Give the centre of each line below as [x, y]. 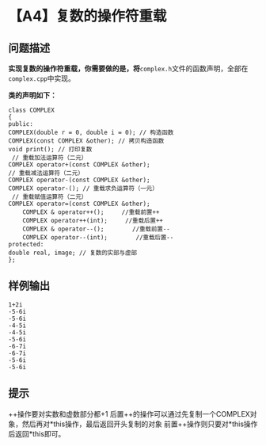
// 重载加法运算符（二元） [49, 158]
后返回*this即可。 [37, 433]
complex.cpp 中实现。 [42, 78]
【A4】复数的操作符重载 [87, 16]
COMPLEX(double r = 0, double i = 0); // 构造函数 [91, 132]
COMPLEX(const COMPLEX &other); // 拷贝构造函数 [86, 141]
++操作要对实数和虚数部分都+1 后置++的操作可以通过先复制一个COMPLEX [129, 414]
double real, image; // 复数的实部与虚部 [72, 253]
